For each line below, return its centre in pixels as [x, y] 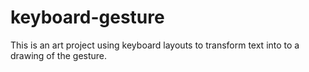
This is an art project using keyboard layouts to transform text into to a [155, 45]
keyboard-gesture [87, 17]
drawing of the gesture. [59, 55]
